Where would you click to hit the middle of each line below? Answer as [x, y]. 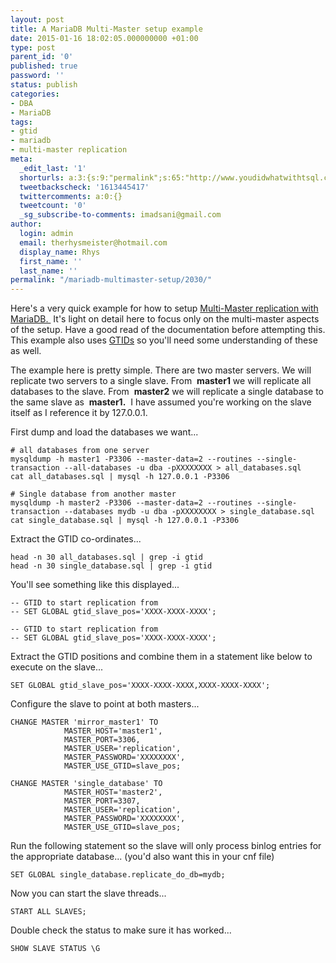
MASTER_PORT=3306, [102, 740]
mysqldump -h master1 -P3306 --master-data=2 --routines [131, 459]
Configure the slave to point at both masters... [105, 704]
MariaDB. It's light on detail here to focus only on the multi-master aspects [165, 319]
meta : [21, 159]
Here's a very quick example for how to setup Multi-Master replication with [164, 308]
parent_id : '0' [42, 57]
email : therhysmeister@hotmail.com [93, 242]
